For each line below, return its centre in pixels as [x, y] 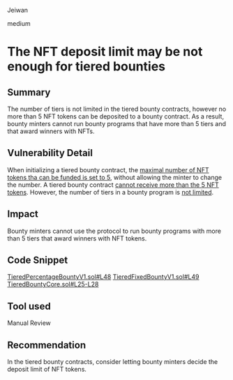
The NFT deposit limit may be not [105, 52]
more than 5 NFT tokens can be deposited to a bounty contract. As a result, [116, 116]
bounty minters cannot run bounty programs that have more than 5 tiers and [117, 124]
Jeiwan [18, 10]
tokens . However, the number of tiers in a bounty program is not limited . [111, 192]
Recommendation [46, 345]
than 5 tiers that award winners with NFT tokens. [77, 238]
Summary [29, 92]
